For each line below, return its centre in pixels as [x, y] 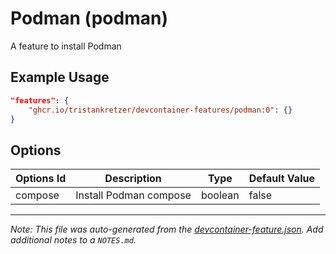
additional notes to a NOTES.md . [73, 240]
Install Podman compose [133, 195]
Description [133, 179]
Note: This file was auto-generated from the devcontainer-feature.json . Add [167, 229]
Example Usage [60, 77]
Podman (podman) [89, 18]
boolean [220, 195]
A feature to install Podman [66, 46]
